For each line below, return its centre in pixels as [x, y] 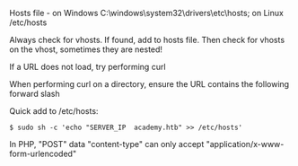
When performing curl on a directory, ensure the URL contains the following [149, 84]
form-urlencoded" [43, 153]
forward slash [35, 94]
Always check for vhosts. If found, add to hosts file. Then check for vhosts [147, 40]
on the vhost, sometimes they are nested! [86, 49]
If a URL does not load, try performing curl [88, 67]
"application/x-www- [245, 144]
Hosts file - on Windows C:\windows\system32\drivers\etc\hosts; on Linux [147, 13]
